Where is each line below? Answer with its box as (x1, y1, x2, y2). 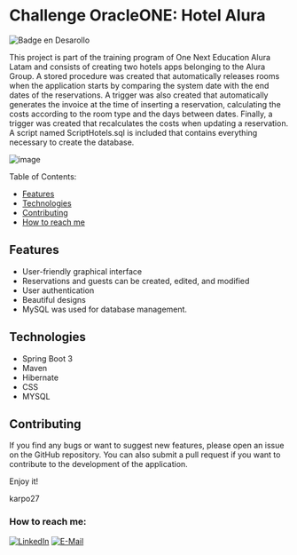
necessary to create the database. (9, 137, 135, 147)
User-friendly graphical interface (21, 266, 143, 276)
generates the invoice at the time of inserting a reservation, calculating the (9, 99, 281, 109)
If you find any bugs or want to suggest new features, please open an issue (9, 440, 285, 451)
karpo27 (9, 494, 40, 504)
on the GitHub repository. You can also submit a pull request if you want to (9, 449, 281, 460)
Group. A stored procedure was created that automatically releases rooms (9, 70, 280, 81)
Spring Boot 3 (21, 353, 74, 364)
